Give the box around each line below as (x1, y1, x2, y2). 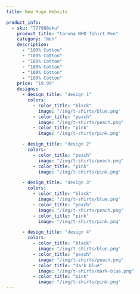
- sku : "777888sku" (11, 25, 60, 31)
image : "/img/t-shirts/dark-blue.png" (38, 268, 135, 274)
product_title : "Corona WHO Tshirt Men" (17, 30, 119, 36)
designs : (17, 86, 39, 92)
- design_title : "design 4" (21, 229, 92, 236)
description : (17, 42, 49, 48)
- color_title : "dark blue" (32, 262, 102, 268)
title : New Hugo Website (6, 8, 68, 15)
